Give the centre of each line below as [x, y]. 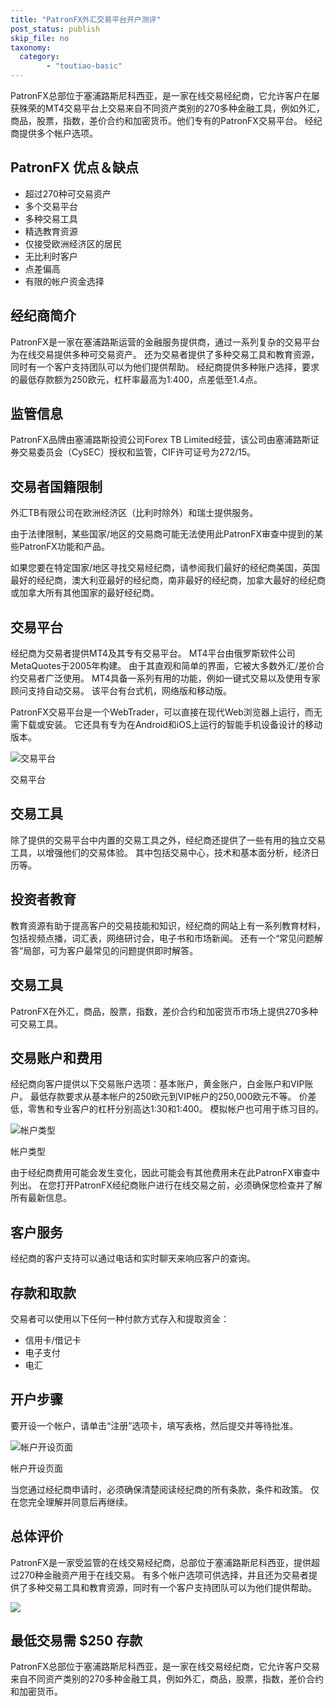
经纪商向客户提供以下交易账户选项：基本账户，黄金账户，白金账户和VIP [157, 1084]
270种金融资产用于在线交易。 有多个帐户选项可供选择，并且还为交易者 [164, 1575]
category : [39, 57]
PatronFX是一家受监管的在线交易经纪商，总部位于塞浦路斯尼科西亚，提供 [161, 1562]
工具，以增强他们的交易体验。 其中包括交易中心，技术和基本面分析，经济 [160, 852]
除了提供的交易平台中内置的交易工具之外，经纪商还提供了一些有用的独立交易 [168, 840]
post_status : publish [55, 29]
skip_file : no [40, 38]
